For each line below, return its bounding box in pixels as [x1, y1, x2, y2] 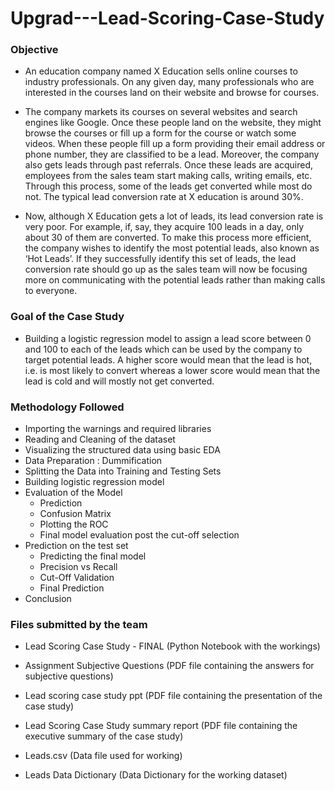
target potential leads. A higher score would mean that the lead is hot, [24, 353, 313, 366]
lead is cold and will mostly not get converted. [24, 375, 215, 387]
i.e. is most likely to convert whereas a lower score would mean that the [24, 364, 321, 376]
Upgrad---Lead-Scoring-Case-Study [10, 7, 325, 30]
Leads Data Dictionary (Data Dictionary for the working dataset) [24, 769, 288, 781]
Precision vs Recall [39, 561, 118, 573]
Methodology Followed [10, 400, 125, 414]
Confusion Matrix [39, 508, 112, 520]
